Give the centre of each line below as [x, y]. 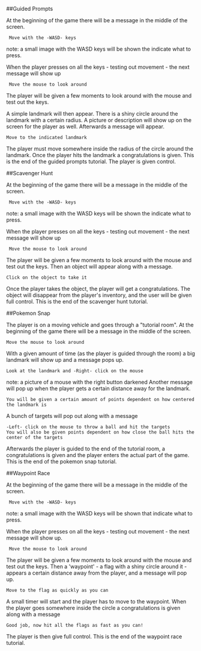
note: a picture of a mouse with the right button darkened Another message [100, 382]
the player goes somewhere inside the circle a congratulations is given [93, 608]
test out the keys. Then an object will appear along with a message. [89, 266]
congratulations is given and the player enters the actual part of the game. [98, 455]
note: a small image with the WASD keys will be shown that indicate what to [100, 513]
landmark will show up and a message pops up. [65, 360]
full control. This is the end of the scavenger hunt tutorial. [77, 301]
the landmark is [26, 405]
